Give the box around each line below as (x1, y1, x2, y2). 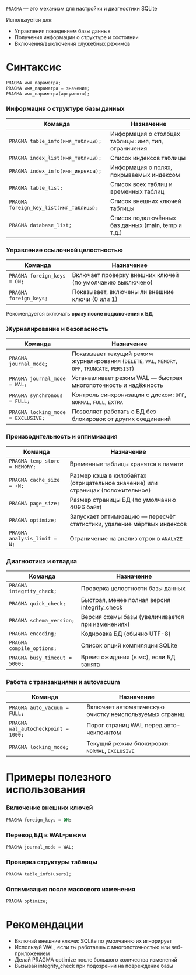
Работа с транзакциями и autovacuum (6, 678, 121, 686)
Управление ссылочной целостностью (6, 246, 124, 254)
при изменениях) (80, 620, 130, 628)
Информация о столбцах (110, 129, 180, 138)
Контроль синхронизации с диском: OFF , (72, 391, 187, 399)
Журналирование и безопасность (6, 325, 108, 333)
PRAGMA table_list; (9, 184, 63, 191)
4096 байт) (69, 503, 102, 511)
